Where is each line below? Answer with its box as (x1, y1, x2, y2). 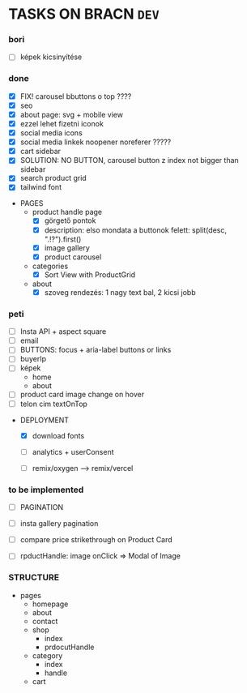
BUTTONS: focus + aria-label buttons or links (19, 345, 172, 355)
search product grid (19, 173, 87, 183)
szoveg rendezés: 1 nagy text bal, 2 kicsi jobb (44, 287, 196, 297)
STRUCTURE (8, 572, 59, 584)
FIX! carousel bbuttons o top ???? (19, 91, 132, 101)
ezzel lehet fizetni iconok (19, 119, 104, 129)
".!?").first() (44, 234, 82, 244)
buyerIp (19, 354, 47, 364)
